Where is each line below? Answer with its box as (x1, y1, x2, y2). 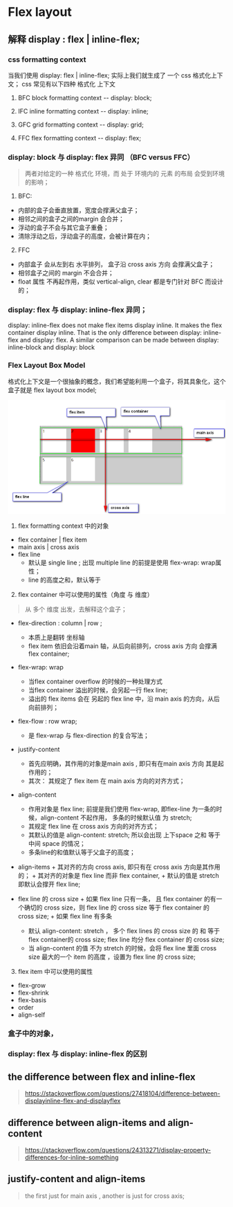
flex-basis (17, 995, 47, 1004)
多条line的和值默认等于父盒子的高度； (28, 848, 136, 856)
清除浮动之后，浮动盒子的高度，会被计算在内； (17, 232, 151, 241)
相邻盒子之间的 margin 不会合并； (17, 269, 115, 277)
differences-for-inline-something (24, 1153, 119, 1161)
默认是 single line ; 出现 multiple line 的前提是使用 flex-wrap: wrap (28, 558, 216, 566)
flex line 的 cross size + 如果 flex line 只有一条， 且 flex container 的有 (17, 894, 216, 903)
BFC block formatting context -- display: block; (17, 93, 152, 102)
